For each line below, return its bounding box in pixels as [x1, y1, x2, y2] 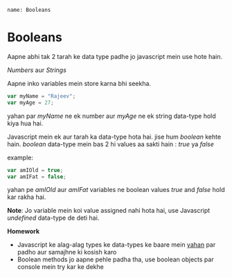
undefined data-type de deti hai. [7, 214, 100, 222]
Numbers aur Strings [7, 66, 67, 74]
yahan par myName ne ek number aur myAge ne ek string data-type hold [7, 112, 216, 120]
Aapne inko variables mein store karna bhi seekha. [7, 79, 151, 87]
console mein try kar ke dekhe [17, 263, 104, 271]
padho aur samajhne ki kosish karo [17, 248, 117, 257]
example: [7, 153, 33, 162]
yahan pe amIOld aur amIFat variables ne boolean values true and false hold [7, 186, 225, 194]
